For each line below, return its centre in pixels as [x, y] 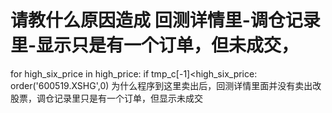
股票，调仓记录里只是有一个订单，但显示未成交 [106, 98]
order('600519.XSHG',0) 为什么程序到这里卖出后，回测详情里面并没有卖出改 [166, 85]
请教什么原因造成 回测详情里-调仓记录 [165, 20]
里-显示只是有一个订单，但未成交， [155, 45]
